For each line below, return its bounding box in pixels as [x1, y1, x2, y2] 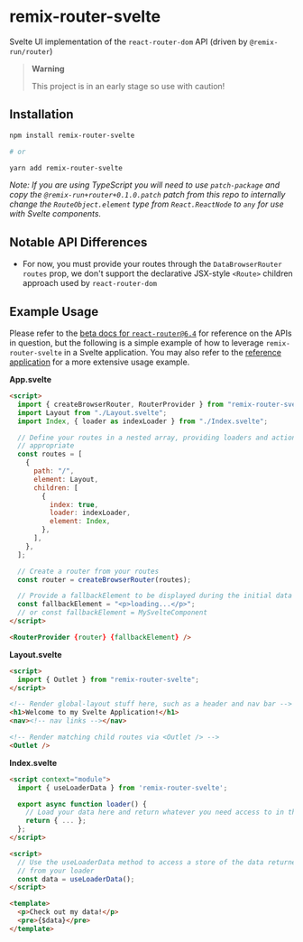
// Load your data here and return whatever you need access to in [25, 808, 284, 817]
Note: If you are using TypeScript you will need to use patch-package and [9, 180, 280, 190]
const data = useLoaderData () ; [17, 874, 135, 883]
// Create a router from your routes [17, 567, 160, 576]
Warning [31, 63, 65, 74]
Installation [9, 106, 74, 123]
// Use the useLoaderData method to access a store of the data [17, 857, 264, 867]
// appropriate [17, 441, 75, 450]
